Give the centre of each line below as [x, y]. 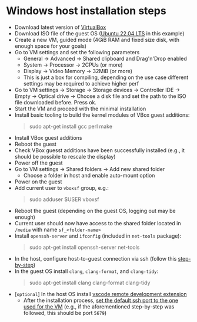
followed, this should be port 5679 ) [65, 313]
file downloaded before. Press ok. [56, 102]
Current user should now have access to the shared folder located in [98, 223]
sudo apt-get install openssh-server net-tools [84, 247]
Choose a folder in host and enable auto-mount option [89, 175]
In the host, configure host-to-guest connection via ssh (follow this [96, 258]
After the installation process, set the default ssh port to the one [101, 300]
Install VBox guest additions [48, 137]
